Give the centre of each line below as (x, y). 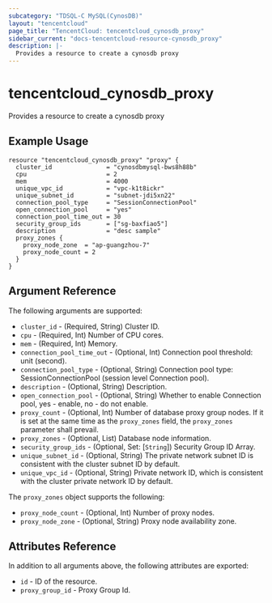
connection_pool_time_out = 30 (68, 217)
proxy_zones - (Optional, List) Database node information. (116, 438)
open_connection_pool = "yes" (74, 210)
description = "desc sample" (88, 231)
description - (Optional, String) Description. (93, 386)
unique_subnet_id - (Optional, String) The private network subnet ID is (136, 455)
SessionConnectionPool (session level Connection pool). (115, 378)
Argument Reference (62, 291)
